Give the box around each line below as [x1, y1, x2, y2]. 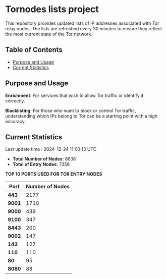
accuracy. [5, 118, 26, 124]
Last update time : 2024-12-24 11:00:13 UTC [5, 146, 97, 152]
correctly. [5, 97, 25, 104]
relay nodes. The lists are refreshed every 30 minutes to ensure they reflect [5, 25, 162, 31]
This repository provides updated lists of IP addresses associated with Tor [5, 20, 159, 26]
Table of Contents [5, 45, 63, 54]
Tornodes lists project [5, 4, 99, 15]
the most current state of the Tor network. [5, 31, 92, 37]
